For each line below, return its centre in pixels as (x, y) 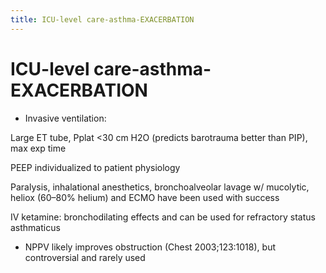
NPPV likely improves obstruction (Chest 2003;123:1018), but (150, 247)
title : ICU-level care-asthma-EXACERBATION (102, 19)
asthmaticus (35, 227)
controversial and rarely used (85, 257)
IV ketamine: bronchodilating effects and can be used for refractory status (163, 217)
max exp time (38, 148)
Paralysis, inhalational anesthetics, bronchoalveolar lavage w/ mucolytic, (160, 187)
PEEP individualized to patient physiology (95, 167)
